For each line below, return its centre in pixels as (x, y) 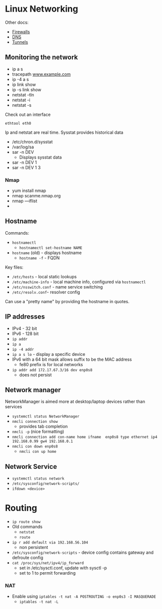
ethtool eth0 (18, 123)
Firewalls (21, 32)
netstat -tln (23, 95)
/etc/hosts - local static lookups (44, 276)
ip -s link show (27, 89)
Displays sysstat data (40, 157)
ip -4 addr (23, 349)
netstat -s (22, 105)
